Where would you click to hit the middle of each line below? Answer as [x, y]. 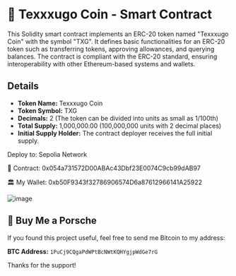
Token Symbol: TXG [47, 110]
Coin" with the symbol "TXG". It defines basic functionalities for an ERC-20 [116, 41]
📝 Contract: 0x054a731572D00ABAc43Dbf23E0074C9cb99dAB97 [104, 168]
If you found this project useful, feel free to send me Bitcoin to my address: [116, 238]
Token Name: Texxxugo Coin [60, 103]
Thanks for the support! [42, 265]
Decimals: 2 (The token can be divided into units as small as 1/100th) [118, 118]
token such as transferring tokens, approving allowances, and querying [111, 49]
